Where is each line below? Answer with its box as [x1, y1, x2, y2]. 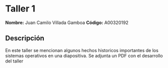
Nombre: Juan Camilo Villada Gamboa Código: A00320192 [5, 19, 129, 25]
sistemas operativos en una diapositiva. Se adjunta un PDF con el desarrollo [5, 52, 163, 58]
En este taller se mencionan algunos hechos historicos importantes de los [5, 47, 159, 53]
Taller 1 [5, 3, 35, 14]
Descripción [5, 34, 44, 42]
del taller [5, 58, 24, 64]
